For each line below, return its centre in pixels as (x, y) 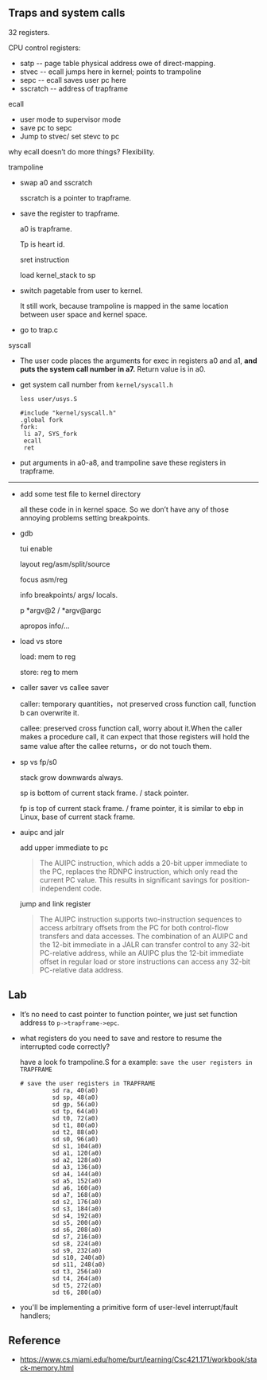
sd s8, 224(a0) (77, 1244)
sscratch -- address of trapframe (74, 88)
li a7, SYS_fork (50, 434)
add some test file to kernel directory (80, 493)
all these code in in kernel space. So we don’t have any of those (124, 509)
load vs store (41, 641)
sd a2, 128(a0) (77, 1160)
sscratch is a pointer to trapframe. (75, 197)
